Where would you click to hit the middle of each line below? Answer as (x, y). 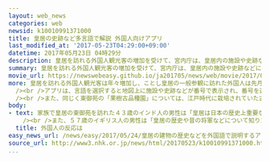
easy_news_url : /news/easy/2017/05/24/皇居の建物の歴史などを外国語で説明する (132, 135)
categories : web (35, 23)
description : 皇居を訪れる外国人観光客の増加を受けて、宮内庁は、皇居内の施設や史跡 (133, 61)
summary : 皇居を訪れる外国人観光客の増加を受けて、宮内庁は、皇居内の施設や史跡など (132, 68)
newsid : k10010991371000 (50, 31)
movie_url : (27, 76)
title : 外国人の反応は (49, 128)
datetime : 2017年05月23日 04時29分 (65, 53)
